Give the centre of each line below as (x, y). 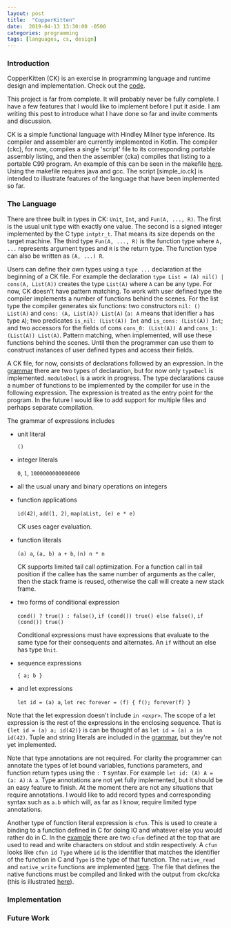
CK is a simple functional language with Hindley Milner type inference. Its (111, 135)
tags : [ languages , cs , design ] (52, 39)
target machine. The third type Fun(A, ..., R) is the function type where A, (115, 241)
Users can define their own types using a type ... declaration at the (104, 269)
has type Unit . (38, 650)
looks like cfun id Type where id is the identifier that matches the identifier (114, 852)
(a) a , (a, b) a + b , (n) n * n (61, 553)
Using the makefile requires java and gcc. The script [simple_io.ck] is (105, 171)
